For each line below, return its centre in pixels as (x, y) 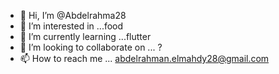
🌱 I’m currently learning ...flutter (85, 36)
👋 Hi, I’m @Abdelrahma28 (73, 15)
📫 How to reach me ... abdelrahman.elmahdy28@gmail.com (144, 58)
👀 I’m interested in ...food (71, 26)
